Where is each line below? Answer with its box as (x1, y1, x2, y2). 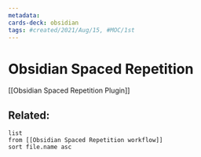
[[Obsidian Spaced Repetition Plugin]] (8, 86, 130, 95)
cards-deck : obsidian (8, 19, 79, 27)
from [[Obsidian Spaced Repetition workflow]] (8, 137, 163, 144)
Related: (8, 108, 50, 122)
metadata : (8, 11, 41, 20)
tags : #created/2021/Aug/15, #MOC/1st (8, 26, 135, 34)
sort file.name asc (8, 143, 72, 152)
